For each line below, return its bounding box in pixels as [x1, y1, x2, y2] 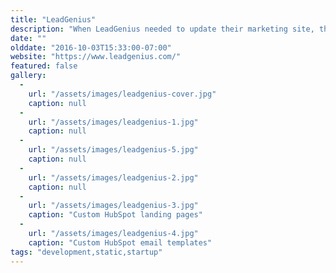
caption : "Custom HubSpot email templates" [28, 237, 213, 248]
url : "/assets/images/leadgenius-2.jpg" [28, 172, 199, 183]
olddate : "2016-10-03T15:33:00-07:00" [10, 42, 172, 53]
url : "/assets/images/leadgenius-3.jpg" [28, 201, 199, 211]
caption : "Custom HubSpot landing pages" [28, 210, 203, 220]
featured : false [10, 61, 78, 71]
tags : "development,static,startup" [10, 247, 163, 257]
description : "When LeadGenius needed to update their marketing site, [10, 24, 315, 34]
